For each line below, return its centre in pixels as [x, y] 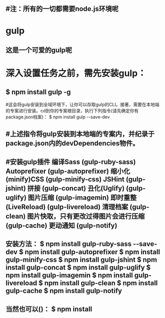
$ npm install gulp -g [38, 92]
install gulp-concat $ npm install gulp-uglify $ [78, 268]
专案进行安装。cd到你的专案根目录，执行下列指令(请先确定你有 [74, 110]
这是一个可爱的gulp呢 [39, 50]
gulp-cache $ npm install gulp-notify [64, 291]
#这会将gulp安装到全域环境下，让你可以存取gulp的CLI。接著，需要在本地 [81, 104]
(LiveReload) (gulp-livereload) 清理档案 [67, 207]
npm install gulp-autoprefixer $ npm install [92, 252]
